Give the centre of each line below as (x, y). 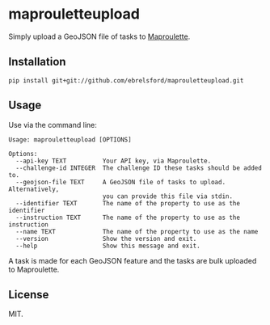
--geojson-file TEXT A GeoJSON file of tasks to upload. (121, 182)
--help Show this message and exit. (108, 246)
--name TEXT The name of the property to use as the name (137, 231)
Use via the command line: (53, 125)
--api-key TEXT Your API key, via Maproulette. (114, 161)
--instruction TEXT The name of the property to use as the (128, 217)
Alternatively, (34, 189)
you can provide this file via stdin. (167, 196)
